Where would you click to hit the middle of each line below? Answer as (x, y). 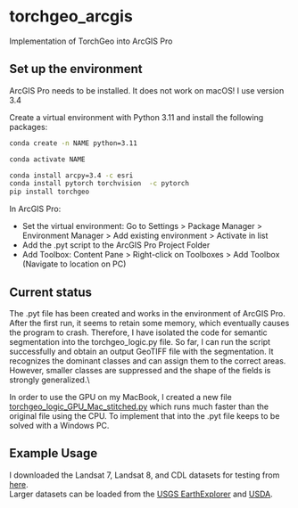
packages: (29, 127)
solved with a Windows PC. (59, 425)
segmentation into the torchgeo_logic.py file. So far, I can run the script (140, 341)
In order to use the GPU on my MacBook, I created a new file (120, 397)
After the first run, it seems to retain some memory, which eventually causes (149, 323)
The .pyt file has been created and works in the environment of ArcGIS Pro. (147, 313)
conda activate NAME (48, 159)
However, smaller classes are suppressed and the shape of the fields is (140, 370)
